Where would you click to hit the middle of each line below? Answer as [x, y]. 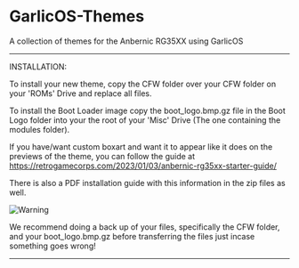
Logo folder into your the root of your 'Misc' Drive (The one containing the [145, 120]
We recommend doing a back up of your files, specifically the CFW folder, [145, 227]
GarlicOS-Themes [77, 16]
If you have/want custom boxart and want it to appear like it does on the [141, 146]
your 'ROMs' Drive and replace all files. [81, 93]
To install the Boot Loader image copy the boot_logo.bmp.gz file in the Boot [148, 110]
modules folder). [40, 129]
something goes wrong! [53, 246]
